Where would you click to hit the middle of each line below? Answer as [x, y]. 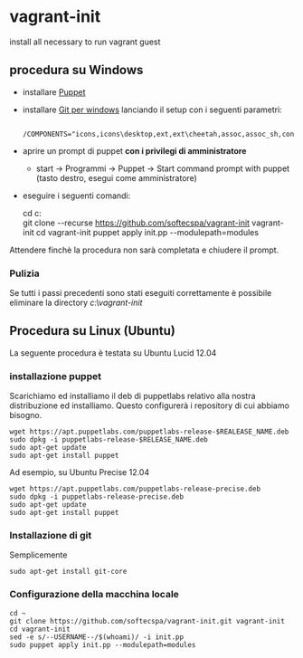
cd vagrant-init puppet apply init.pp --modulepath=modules [147, 232]
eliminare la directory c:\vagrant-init [76, 303]
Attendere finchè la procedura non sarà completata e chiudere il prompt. [144, 250]
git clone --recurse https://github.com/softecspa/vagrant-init [136, 223]
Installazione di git [51, 536]
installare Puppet [54, 91]
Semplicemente [38, 555]
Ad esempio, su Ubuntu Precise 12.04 [80, 472]
